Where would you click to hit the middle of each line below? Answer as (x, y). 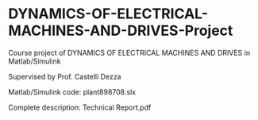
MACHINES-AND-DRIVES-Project (121, 31)
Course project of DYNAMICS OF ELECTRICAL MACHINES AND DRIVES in (129, 52)
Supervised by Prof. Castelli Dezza (65, 76)
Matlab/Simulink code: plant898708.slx (72, 91)
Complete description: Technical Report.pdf (80, 107)
